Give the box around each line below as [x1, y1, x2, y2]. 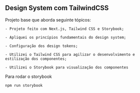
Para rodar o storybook [5, 73, 52, 79]
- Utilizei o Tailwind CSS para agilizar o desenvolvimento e [5, 52, 135, 57]
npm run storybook [5, 83, 43, 88]
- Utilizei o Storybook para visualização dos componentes [5, 65, 129, 70]
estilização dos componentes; [5, 56, 67, 61]
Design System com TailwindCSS [5, 4, 109, 12]
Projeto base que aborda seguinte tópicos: [5, 17, 91, 23]
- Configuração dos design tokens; [5, 44, 78, 48]
